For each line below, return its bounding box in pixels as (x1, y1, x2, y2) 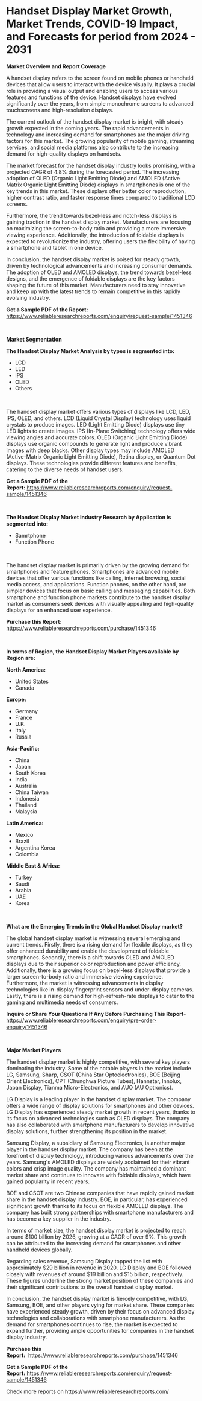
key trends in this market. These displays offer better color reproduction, (6, 187, 186, 194)
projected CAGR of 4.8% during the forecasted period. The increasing (6, 168, 179, 176)
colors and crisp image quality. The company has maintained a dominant (6, 1164, 186, 1172)
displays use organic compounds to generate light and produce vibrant (6, 440, 182, 447)
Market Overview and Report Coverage (6, 62, 106, 70)
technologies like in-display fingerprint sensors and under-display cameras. (6, 985, 194, 993)
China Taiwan (14, 789, 49, 796)
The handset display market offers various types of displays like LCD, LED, (6, 408, 191, 415)
